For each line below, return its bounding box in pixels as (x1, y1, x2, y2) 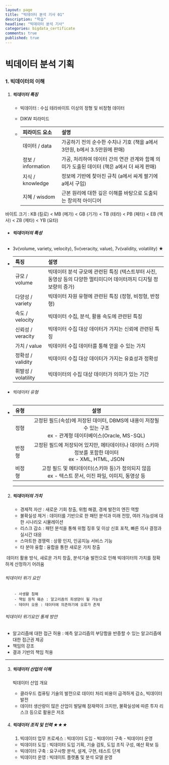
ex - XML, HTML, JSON (68, 456, 125, 463)
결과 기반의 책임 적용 (12, 649, 53, 655)
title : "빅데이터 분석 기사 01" (5, 12, 64, 17)
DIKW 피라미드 (20, 115, 50, 121)
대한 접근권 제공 (12, 636, 44, 642)
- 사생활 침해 (14, 592, 39, 597)
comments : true (5, 31, 37, 36)
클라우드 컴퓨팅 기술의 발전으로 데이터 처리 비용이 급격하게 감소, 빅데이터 (20, 691, 162, 697)
